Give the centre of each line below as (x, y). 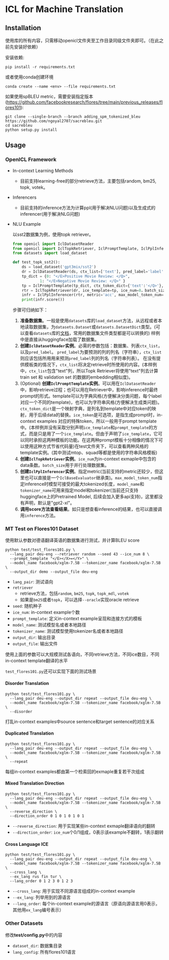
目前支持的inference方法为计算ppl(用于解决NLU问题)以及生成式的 (88, 208)
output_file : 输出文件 (35, 644)
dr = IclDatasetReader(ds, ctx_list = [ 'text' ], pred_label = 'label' (93, 272)
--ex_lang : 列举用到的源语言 (42, 897)
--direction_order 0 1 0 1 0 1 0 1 (47, 816)
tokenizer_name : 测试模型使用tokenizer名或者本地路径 (68, 631)
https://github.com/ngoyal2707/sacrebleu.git (54, 121)
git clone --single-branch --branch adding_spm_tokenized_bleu (73, 117)
